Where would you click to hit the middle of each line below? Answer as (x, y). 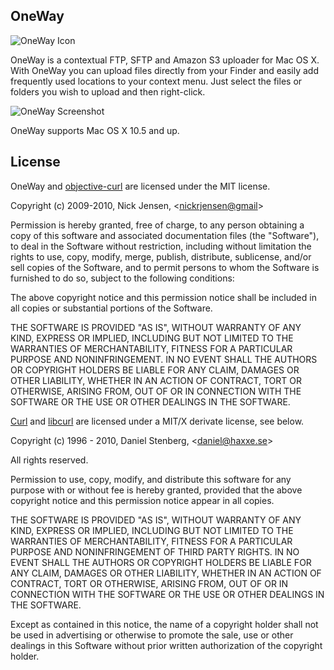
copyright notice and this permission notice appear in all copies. (142, 500)
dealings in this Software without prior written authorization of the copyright (166, 645)
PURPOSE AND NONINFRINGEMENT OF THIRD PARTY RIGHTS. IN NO (155, 551)
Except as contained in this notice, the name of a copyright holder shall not (164, 624)
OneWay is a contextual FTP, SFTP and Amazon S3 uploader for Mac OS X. (165, 60)
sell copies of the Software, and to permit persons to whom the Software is (165, 267)
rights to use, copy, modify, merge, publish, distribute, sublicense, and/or (161, 256)
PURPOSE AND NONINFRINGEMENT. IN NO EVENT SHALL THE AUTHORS (164, 359)
